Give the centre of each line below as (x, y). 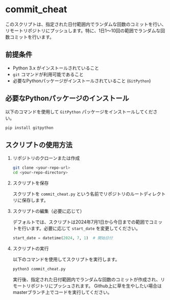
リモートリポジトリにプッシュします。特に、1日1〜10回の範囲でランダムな (83, 30)
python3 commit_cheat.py (39, 269)
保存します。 (35, 200)
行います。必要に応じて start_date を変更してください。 (81, 228)
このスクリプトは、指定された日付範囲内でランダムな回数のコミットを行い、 (86, 24)
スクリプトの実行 (31, 248)
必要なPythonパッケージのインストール (67, 98)
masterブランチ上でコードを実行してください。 (62, 292)
